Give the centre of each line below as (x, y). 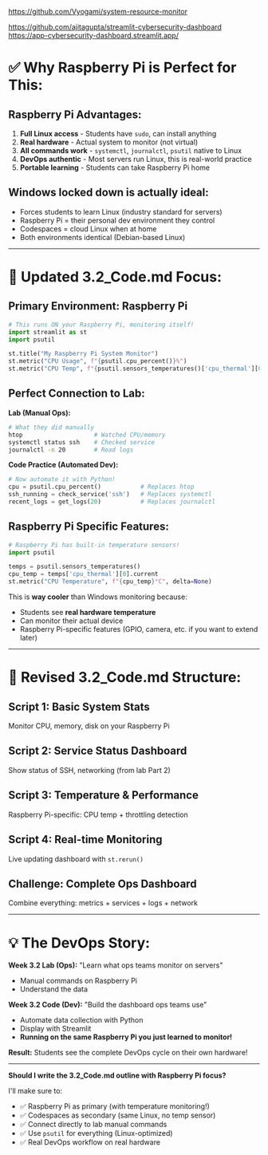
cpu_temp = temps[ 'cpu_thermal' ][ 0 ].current (83, 574)
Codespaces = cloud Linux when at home (88, 229)
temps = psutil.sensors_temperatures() (75, 567)
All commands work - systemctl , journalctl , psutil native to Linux (130, 150)
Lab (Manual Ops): (39, 412)
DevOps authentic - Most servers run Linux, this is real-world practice (136, 159)
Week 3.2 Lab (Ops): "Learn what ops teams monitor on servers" (116, 965)
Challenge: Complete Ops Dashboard (102, 883)
